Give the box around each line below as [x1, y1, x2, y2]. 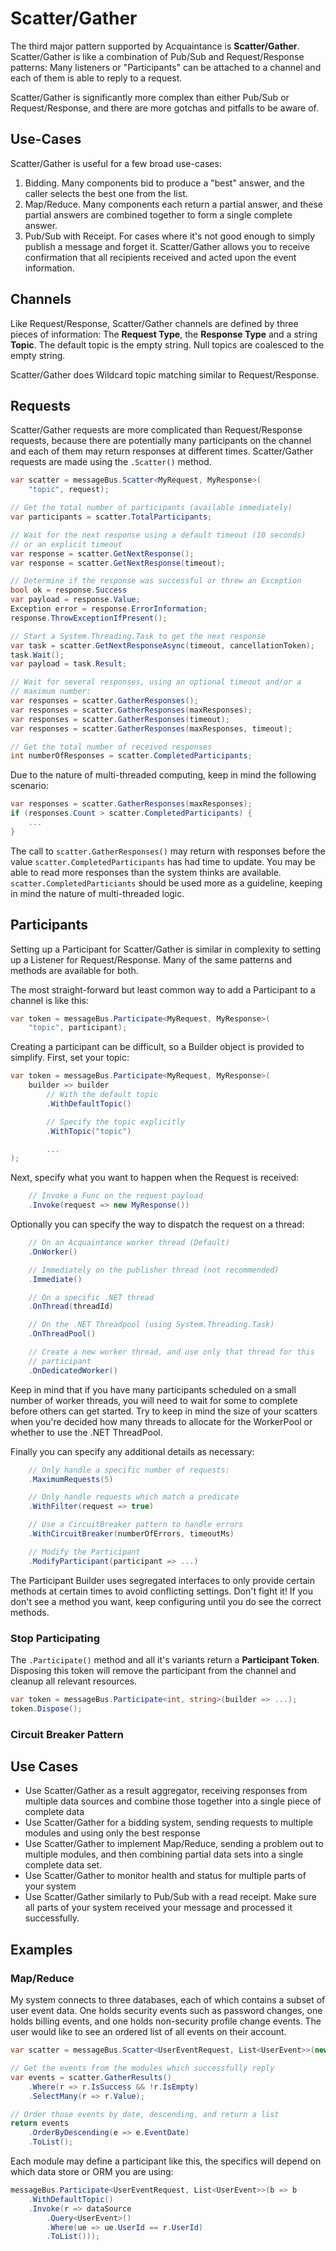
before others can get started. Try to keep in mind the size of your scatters [10, 1405, 318, 1417]
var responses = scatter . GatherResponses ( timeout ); [10, 714, 230, 724]
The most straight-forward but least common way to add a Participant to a [10, 983, 316, 996]
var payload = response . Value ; [10, 595, 141, 605]
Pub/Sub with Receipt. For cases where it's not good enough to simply [24, 230, 316, 242]
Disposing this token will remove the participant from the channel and [10, 1664, 297, 1676]
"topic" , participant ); [28, 1023, 128, 1033]
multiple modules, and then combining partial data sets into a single [24, 1848, 304, 1861]
